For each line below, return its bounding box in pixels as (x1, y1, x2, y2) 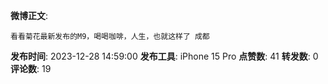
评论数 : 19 (10, 63, 52, 74)
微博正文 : (10, 10, 49, 21)
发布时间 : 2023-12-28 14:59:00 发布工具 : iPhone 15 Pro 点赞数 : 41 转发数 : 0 (10, 50, 319, 62)
